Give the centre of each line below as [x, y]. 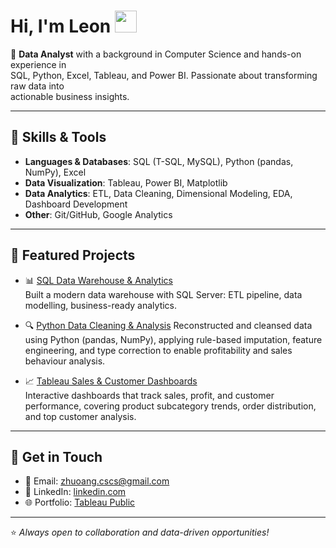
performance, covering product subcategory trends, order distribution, [170, 406]
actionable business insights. [70, 96]
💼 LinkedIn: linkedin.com [75, 492]
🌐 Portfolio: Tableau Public [80, 502]
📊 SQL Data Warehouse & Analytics [98, 280]
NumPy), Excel [55, 172]
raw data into [37, 86]
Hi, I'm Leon [61, 26]
